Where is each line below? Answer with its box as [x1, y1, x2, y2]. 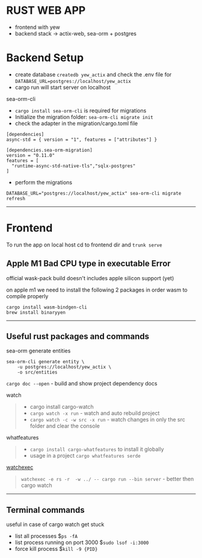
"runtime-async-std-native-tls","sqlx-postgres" [11, 163, 136, 169]
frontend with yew [14, 23, 60, 31]
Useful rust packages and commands [6, 331, 149, 342]
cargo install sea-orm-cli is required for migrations [14, 106, 147, 114]
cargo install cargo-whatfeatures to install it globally [29, 446, 164, 453]
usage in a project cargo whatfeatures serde [29, 452, 141, 459]
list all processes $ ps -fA [14, 533, 78, 540]
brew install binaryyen [6, 309, 66, 316]
